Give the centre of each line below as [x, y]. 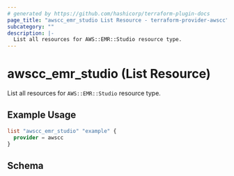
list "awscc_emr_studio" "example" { [62, 131]
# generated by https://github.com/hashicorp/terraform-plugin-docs [109, 14]
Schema [25, 165]
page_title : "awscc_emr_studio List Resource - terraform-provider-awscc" [118, 20]
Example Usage [42, 115]
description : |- [31, 33]
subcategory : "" [31, 26]
